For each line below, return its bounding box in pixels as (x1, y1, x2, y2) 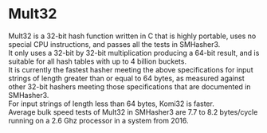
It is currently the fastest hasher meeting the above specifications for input (8, 65, 253, 74)
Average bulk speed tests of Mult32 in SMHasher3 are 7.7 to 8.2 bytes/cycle (8, 107, 258, 116)
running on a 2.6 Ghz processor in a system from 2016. (8, 115, 189, 125)
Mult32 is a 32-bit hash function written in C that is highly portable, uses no (8, 31, 257, 41)
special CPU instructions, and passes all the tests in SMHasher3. (8, 39, 221, 49)
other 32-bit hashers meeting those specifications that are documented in (8, 81, 251, 92)
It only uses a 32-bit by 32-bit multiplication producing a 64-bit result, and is (8, 48, 260, 57)
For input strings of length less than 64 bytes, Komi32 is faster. (8, 99, 215, 108)
